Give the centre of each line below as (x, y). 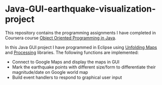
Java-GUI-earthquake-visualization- (81, 9)
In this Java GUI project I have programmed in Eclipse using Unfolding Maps (81, 47)
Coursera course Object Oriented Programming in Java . (61, 38)
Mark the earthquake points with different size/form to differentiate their (84, 67)
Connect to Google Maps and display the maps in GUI (66, 62)
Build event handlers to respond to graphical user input (67, 77)
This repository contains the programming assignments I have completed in (81, 33)
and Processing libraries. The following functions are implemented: (72, 52)
